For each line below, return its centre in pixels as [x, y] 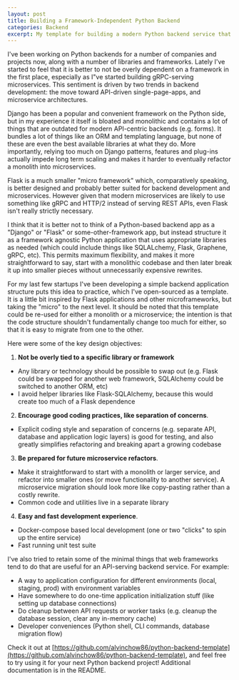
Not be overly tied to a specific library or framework [96, 357]
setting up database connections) [67, 604]
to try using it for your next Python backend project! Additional [99, 663]
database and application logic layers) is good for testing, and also [116, 437]
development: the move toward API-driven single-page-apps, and [104, 92]
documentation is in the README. [57, 670]
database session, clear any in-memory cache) [87, 619]
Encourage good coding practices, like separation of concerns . [113, 416]
